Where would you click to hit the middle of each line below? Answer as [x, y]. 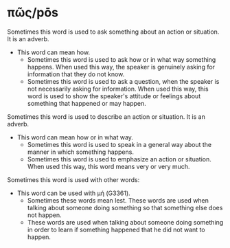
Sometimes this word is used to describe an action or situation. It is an [106, 116]
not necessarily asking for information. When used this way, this [118, 89]
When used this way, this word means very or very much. [108, 166]
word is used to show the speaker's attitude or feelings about [114, 96]
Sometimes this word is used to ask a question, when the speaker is [123, 81]
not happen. [44, 215]
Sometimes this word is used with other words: [73, 179]
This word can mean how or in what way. [75, 137]
